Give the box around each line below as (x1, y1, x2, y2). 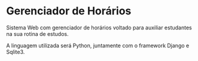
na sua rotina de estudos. (6, 30, 69, 37)
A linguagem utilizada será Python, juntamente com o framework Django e (6, 42, 190, 49)
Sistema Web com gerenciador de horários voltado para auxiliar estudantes (6, 24, 193, 31)
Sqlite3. (6, 48, 25, 55)
